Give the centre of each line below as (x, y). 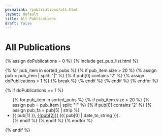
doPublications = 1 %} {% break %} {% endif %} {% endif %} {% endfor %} (82, 81)
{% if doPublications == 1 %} (34, 91)
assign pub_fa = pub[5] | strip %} (46, 110)
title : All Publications (31, 19)
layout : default (22, 14)
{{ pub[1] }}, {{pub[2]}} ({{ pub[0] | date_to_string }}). (66, 115)
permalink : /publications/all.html (42, 10)
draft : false (18, 23)
